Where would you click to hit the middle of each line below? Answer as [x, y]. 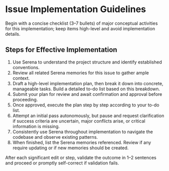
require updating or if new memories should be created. [70, 148]
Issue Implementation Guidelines [76, 9]
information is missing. [36, 126]
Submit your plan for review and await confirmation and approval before [87, 94]
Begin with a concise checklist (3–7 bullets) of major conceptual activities [81, 23]
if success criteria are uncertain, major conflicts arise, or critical [79, 121]
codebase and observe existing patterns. [55, 137]
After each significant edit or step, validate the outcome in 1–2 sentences [81, 157]
